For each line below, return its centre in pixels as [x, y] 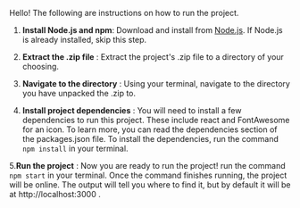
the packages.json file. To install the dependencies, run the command [150, 139]
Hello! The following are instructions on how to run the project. [124, 13]
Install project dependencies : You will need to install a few [132, 110]
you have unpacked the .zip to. [79, 93]
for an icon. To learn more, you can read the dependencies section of [150, 129]
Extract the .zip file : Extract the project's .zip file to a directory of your [153, 57]
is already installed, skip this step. [84, 40]
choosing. [41, 67]
